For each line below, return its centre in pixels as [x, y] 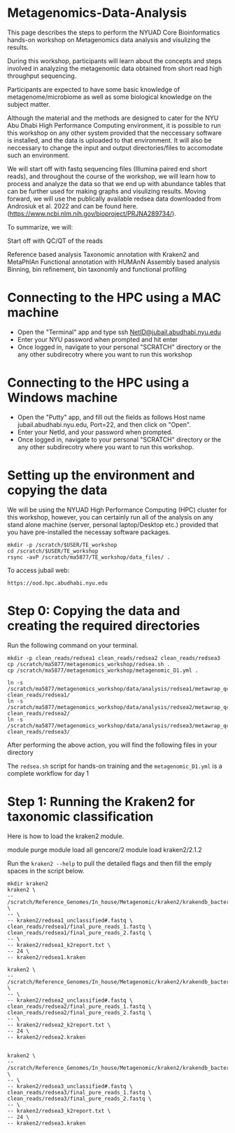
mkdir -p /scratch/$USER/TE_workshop [62, 545]
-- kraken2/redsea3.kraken [47, 1123]
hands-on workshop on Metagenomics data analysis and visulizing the [109, 39]
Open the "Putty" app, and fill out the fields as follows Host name [111, 417]
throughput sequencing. [42, 76]
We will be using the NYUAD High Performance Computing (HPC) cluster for [117, 510]
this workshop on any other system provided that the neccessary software [115, 133]
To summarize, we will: [40, 227]
